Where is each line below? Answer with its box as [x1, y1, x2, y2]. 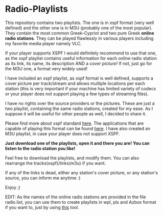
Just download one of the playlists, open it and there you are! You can [5, 140, 150, 146]
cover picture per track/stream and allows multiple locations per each [5, 80, 145, 86]
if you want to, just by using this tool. [5, 204, 79, 210]
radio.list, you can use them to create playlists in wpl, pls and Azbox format [5, 199, 157, 205]
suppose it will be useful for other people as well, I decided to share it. [5, 110, 147, 116]
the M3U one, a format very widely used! [5, 65, 88, 72]
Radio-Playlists [5, 3, 69, 15]
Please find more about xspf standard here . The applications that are [5, 120, 144, 126]
